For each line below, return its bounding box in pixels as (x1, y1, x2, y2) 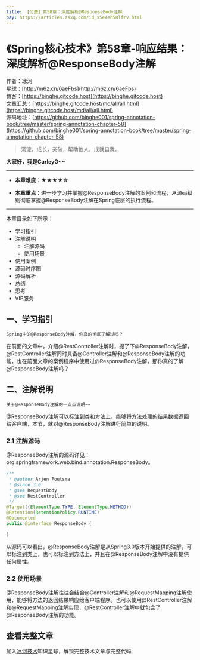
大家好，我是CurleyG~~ (6, 158, 65, 165)
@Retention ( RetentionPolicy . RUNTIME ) (6, 509, 100, 515)
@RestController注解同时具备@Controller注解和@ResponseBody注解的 (6, 350, 180, 357)
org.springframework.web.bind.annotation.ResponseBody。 (6, 459, 154, 466)
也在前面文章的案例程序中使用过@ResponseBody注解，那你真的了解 (16, 358, 184, 365)
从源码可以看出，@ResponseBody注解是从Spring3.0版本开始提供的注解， (6, 543, 187, 550)
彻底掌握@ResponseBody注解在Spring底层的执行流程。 (20, 197, 157, 204)
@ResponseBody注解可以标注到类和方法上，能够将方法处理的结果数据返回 (6, 413, 189, 420)
